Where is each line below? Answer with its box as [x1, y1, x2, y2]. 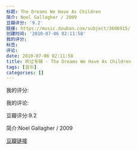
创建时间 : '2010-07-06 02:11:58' [6, 31, 86, 37]
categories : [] [6, 70, 44, 76]
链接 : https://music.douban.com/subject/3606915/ [6, 25, 130, 32]
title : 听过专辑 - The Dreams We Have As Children [6, 58, 132, 64]
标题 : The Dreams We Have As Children [6, 8, 101, 15]
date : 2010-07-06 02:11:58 [6, 53, 74, 59]
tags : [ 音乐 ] [6, 64, 37, 70]
